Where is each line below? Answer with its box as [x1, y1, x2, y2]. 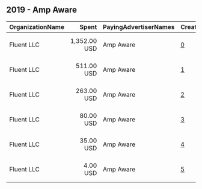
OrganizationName [9, 22, 65, 31]
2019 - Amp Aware [6, 5, 77, 15]
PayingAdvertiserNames [103, 22, 175, 31]
